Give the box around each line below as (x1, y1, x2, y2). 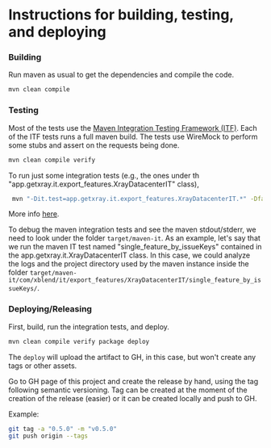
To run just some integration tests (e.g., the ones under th (8, 170, 200, 180)
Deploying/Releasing (8, 304, 93, 315)
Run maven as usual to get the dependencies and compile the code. (8, 70, 235, 80)
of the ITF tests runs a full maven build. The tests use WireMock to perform (8, 132, 258, 141)
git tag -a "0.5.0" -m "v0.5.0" (8, 425, 117, 433)
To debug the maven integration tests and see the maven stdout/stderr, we (8, 224, 256, 235)
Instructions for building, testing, (8, 6, 234, 24)
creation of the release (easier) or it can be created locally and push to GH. (8, 393, 257, 403)
